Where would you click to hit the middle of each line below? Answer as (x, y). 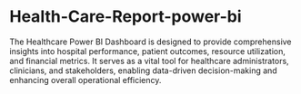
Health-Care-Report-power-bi (126, 17)
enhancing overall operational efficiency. (85, 80)
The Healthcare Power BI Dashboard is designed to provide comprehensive (151, 42)
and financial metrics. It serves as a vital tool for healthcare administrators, (149, 61)
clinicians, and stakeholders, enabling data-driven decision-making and (143, 70)
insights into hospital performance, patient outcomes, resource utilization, (148, 51)
